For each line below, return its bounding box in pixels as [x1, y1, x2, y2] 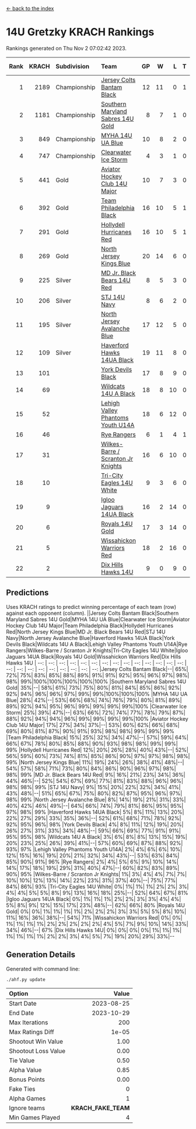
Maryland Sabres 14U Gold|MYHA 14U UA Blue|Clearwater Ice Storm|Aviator [6, 615, 190, 622]
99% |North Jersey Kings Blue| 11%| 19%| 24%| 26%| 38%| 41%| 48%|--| [6, 759, 185, 766]
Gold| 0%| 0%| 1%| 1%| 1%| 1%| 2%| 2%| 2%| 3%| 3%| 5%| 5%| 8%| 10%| [6, 908, 187, 915]
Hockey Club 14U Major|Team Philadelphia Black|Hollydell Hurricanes [6, 622, 174, 629]
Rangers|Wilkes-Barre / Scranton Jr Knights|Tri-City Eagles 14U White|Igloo [6, 646, 188, 654]
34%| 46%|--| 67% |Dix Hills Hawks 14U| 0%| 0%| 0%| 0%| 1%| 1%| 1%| [6, 927, 182, 934]
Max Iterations [9, 1018, 48, 1026]
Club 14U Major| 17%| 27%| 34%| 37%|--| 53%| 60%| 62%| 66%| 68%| [6, 721, 180, 728]
